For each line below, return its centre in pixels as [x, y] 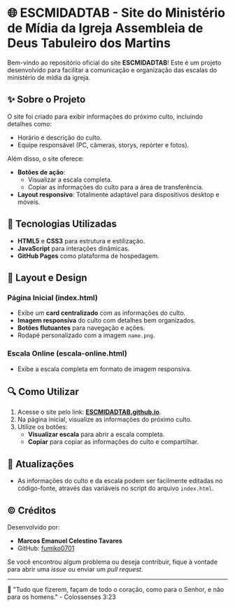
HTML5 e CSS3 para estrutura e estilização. [81, 241]
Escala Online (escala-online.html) [67, 353]
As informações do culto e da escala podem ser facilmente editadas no [120, 481]
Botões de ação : [41, 172]
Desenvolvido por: [34, 527]
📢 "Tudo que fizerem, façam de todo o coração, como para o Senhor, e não [116, 589]
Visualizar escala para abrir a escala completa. [96, 434]
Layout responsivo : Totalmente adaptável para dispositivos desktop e [118, 194]
